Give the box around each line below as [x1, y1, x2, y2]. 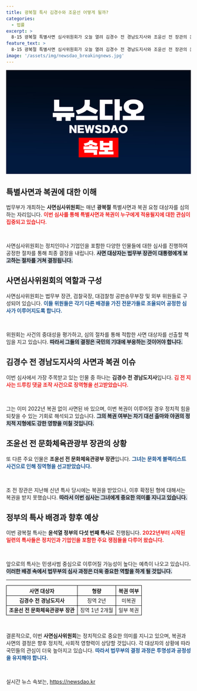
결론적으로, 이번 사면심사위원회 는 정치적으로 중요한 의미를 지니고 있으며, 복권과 [6, 632, 186, 639]
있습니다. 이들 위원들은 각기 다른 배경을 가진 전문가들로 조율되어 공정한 [21, 299, 181, 306]
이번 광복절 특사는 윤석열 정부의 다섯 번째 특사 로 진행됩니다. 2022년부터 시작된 [6, 529, 186, 537]
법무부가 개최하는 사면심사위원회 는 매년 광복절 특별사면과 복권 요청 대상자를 [6, 204, 179, 211]
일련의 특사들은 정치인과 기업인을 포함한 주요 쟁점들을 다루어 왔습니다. [6, 537, 164, 544]
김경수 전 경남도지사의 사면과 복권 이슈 [6, 357, 136, 367]
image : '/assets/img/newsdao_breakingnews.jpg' [6, 53, 125, 59]
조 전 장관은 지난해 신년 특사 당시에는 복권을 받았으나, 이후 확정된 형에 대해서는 [6, 486, 186, 493]
